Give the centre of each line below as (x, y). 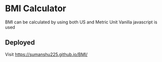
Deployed (20, 43)
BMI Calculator (36, 9)
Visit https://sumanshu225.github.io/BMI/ (46, 54)
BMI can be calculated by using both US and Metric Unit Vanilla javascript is (81, 22)
